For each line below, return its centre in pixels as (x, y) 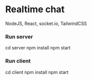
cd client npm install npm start (37, 72)
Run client (18, 61)
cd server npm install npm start (38, 48)
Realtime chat (35, 9)
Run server (19, 37)
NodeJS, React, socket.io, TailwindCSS (46, 23)
